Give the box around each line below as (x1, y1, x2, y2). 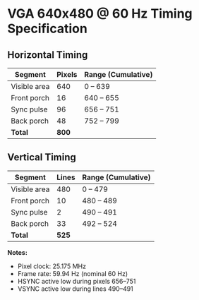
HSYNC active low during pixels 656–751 (17, 277, 136, 285)
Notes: (7, 248, 28, 256)
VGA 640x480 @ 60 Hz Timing (7, 6, 193, 22)
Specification (7, 20, 88, 37)
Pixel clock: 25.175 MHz (17, 262, 87, 270)
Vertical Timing (7, 151, 76, 164)
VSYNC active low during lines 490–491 (17, 284, 134, 293)
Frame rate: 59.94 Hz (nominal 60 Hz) (17, 269, 128, 277)
